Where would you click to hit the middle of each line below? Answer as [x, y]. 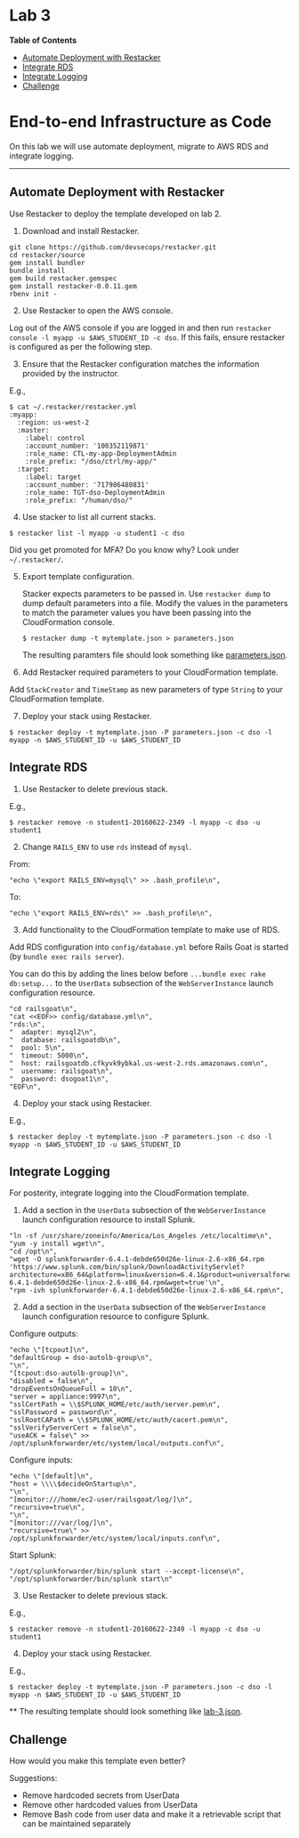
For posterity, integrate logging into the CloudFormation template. [129, 1193]
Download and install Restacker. [81, 231]
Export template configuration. [78, 576]
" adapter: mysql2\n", [53, 1032]
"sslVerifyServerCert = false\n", [73, 1428]
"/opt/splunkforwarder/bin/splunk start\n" [91, 1579]
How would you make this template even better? [97, 1761]
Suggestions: [33, 1778]
